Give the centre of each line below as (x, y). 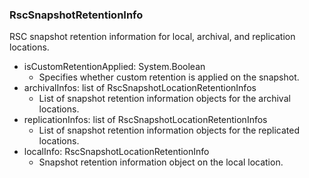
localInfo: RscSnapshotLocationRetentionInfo (116, 152)
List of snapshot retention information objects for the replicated (169, 130)
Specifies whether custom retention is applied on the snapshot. (169, 77)
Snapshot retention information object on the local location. (161, 162)
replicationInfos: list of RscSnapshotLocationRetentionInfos (145, 120)
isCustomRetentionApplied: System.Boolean (114, 67)
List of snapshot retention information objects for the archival (164, 99)
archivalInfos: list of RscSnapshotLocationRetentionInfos (140, 88)
